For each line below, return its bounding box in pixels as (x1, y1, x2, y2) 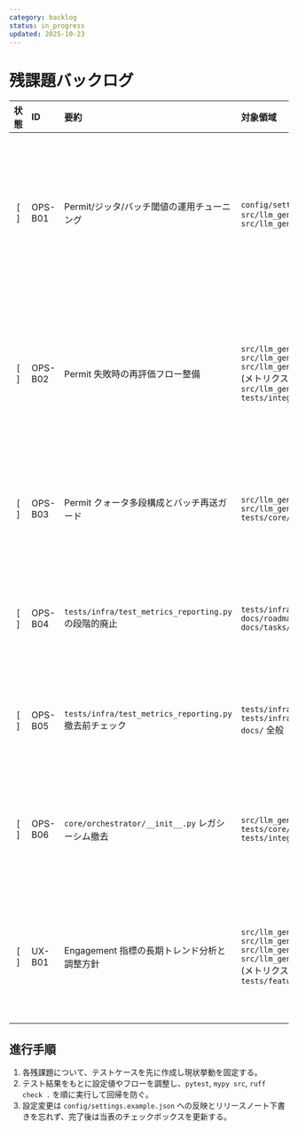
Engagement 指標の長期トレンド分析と (64, 945, 226, 957)
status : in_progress (9, 21, 86, 30)
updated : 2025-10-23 (9, 29, 86, 38)
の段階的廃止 (64, 617, 118, 630)
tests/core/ (240, 513, 291, 523)
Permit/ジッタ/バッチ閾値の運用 (64, 200, 196, 213)
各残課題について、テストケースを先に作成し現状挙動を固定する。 (21, 1067, 263, 1078)
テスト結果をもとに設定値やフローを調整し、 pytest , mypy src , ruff (21, 1079, 266, 1089)
